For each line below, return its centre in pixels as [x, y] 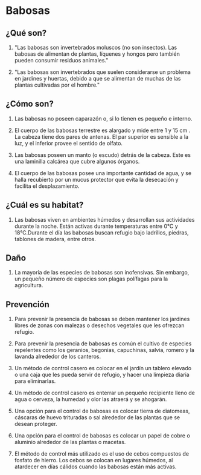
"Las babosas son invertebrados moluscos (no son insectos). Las [96, 47]
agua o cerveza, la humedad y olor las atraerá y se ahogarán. [91, 399]
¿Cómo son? [30, 104]
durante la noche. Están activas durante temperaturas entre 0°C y [96, 226]
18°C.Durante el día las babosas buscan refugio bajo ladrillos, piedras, [101, 232]
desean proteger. [36, 424]
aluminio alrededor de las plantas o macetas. [70, 442]
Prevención [27, 304]
